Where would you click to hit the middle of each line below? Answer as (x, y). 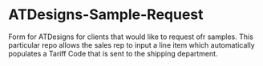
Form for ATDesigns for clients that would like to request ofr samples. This (131, 37)
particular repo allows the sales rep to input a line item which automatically (131, 45)
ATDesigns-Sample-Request (106, 15)
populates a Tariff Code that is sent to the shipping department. (113, 53)
